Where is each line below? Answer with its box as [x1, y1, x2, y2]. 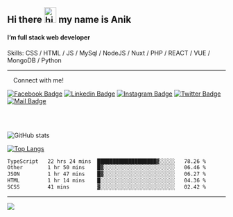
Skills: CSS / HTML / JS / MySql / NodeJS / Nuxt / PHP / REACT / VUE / [7, 49, 210, 57]
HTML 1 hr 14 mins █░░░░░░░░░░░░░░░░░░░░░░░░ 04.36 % [7, 177, 207, 184]
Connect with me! [13, 76, 64, 84]
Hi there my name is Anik [7, 14, 132, 26]
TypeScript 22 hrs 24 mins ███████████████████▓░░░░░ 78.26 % [7, 157, 207, 165]
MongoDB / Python [7, 56, 62, 64]
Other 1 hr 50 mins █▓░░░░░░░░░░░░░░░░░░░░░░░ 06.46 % [7, 164, 207, 171]
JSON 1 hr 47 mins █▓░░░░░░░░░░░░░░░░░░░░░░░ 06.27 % [7, 171, 207, 177]
